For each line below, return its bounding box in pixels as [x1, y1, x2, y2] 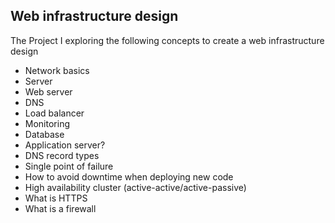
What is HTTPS [24, 192, 88, 204]
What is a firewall [24, 202, 97, 214]
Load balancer [24, 107, 85, 119]
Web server [24, 85, 73, 98]
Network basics [24, 64, 90, 76]
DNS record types [24, 149, 100, 161]
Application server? [24, 139, 106, 151]
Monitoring [24, 117, 70, 129]
